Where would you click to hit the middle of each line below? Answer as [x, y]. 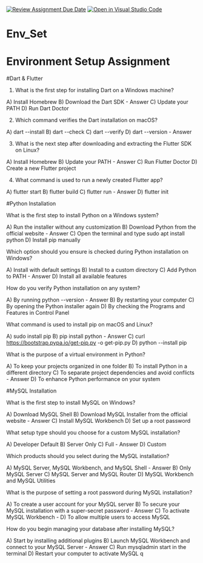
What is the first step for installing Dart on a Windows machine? [94, 90]
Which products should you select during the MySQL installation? [88, 456]
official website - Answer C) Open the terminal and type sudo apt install [95, 234]
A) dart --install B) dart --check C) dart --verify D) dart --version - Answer [99, 132]
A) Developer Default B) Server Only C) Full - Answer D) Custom [86, 444]
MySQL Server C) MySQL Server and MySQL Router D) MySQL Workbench [100, 474]
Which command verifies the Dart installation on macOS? [86, 120]
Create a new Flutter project [41, 168]
